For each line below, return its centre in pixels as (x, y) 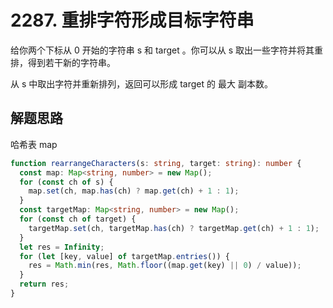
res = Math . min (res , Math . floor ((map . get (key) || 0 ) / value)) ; (165, 266)
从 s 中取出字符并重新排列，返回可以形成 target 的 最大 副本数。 (141, 83)
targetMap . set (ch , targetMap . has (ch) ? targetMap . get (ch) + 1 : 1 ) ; (174, 228)
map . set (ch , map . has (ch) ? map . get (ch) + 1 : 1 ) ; (134, 191)
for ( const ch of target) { (78, 219)
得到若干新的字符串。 (71, 62)
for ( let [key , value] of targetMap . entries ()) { (124, 256)
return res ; (44, 284)
